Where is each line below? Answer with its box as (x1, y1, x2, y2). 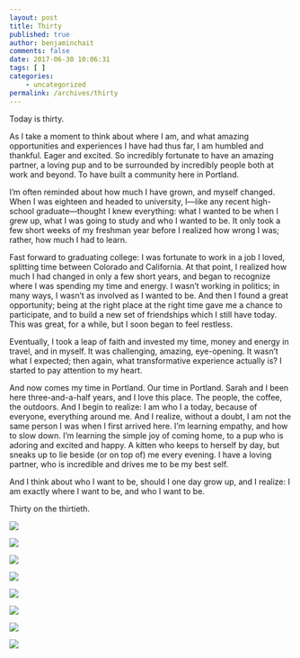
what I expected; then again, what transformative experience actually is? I (9, 355, 282, 365)
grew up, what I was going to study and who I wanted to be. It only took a (9, 215, 281, 226)
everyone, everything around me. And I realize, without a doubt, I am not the (9, 410, 292, 421)
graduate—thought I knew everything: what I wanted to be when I (35, 205, 278, 216)
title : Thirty (9, 22, 63, 31)
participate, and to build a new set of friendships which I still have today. (9, 309, 278, 320)
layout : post (9, 13, 58, 23)
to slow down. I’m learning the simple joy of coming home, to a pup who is (9, 429, 284, 441)
